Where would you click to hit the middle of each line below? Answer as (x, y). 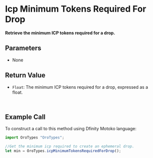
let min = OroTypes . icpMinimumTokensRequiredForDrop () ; (63, 151)
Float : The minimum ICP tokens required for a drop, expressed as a (80, 87)
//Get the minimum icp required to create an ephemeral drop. (70, 147)
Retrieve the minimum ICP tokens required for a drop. (60, 33)
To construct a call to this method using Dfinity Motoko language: (71, 129)
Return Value (25, 75)
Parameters (23, 48)
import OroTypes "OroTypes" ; (35, 138)
